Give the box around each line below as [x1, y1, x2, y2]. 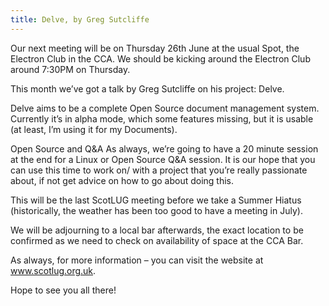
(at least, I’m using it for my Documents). [10, 123, 178, 135]
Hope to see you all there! [10, 284, 117, 296]
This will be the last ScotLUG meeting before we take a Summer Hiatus [10, 194, 302, 206]
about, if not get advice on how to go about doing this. [10, 174, 235, 186]
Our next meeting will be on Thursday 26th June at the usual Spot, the [10, 42, 300, 54]
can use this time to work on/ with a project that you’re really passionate [10, 164, 308, 176]
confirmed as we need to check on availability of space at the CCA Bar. [10, 234, 304, 246]
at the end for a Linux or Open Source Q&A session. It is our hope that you [10, 153, 316, 165]
